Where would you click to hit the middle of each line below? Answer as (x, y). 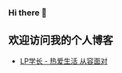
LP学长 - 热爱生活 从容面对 (63, 61)
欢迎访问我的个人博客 (61, 40)
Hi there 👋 (28, 13)
